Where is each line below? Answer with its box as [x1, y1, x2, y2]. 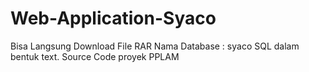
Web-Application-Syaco [10, 7, 217, 30]
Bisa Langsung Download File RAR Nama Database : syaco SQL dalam [10, 40, 300, 52]
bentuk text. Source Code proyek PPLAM [10, 50, 180, 62]
